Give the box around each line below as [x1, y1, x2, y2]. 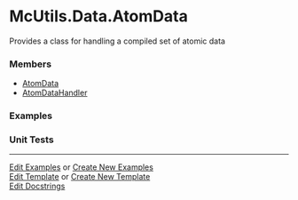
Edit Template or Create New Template [9, 172, 151, 182]
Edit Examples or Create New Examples [9, 162, 153, 172]
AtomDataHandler [21, 87, 88, 99]
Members [9, 58, 51, 70]
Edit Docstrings [9, 180, 66, 192]
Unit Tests [9, 133, 55, 146]
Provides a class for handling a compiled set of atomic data [9, 36, 226, 46]
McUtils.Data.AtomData [9, 6, 188, 27]
